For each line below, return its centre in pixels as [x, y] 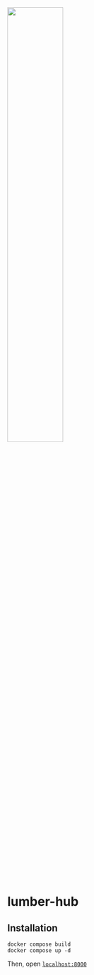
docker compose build [39, 944]
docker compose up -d [39, 951]
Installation [33, 928]
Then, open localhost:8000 [47, 964]
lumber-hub [43, 902]
